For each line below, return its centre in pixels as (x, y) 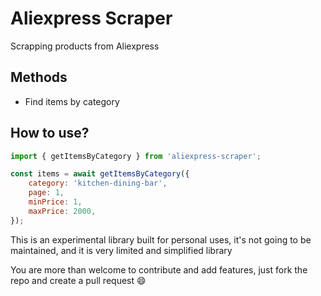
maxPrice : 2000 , (62, 211)
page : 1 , (46, 193)
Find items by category (72, 101)
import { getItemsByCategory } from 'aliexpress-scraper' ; (136, 156)
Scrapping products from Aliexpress (85, 46)
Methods (39, 77)
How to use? (50, 133)
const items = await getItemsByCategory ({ (100, 174)
